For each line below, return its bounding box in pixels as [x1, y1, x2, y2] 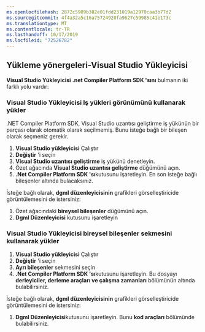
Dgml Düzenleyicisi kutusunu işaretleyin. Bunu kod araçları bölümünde [15, 314, 195, 321]
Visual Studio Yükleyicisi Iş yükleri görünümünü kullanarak [6, 98, 186, 107]
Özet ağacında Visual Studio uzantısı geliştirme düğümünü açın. [15, 164, 180, 172]
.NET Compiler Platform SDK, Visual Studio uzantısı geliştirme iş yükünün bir [6, 120, 199, 127]
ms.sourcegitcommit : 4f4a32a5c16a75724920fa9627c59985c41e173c [6, 15, 172, 21]
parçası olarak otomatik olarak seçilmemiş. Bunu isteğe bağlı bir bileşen [6, 126, 187, 134]
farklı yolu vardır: [6, 83, 49, 90]
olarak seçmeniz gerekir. [6, 133, 69, 140]
